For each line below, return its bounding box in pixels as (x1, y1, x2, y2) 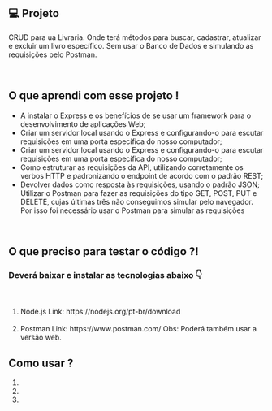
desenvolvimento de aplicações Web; (19, 119, 146, 128)
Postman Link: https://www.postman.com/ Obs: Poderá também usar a (19, 324, 257, 334)
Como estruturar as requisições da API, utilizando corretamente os (19, 162, 244, 172)
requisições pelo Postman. (8, 50, 97, 59)
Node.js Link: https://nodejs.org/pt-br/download (19, 307, 181, 317)
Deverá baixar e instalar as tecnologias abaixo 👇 (8, 269, 203, 280)
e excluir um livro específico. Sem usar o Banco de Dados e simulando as (8, 41, 254, 50)
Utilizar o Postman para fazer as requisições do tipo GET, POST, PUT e (19, 188, 257, 197)
